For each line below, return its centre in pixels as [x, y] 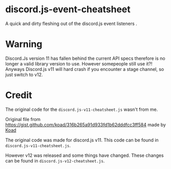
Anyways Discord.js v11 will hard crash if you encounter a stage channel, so [85, 69]
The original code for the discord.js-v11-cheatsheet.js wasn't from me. [82, 109]
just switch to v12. [24, 75]
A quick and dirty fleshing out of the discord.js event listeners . [71, 23]
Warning [24, 44]
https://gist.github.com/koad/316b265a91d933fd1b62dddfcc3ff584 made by [86, 125]
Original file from [23, 119]
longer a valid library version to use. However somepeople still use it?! [79, 64]
